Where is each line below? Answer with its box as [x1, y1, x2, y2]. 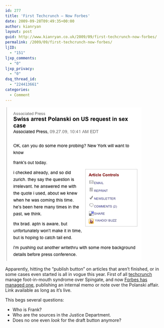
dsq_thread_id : [5, 76, 37, 82]
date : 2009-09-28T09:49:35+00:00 [5, 18, 75, 23]
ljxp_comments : [5, 55, 37, 60]
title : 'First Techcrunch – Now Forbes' [5, 13, 91, 18]
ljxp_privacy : [5, 66, 35, 71]
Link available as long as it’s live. [5, 287, 72, 293]
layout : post [5, 29, 32, 34]
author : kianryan [5, 24, 41, 29]
